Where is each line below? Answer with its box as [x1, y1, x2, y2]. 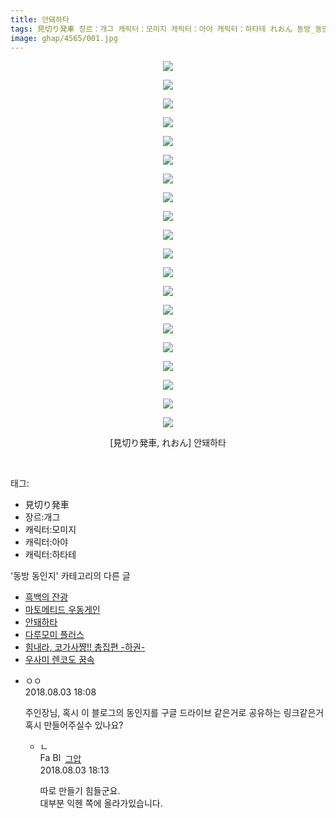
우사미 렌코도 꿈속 [24, 654, 95, 666]
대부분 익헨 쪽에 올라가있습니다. [39, 797, 163, 810]
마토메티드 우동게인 [24, 604, 101, 616]
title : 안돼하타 [10, 14, 70, 25]
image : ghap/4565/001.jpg [10, 33, 118, 43]
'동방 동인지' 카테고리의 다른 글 [10, 570, 131, 582]
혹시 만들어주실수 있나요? [24, 719, 124, 731]
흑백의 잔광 [24, 591, 69, 603]
